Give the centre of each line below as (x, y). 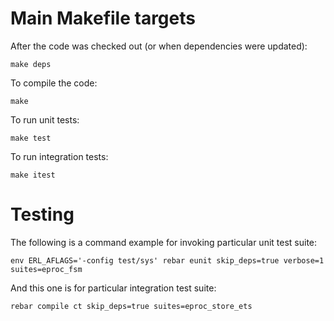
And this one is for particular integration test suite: (113, 288)
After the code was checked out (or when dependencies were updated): (159, 46)
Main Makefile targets (103, 18)
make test (31, 138)
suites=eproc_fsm (46, 269)
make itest (33, 175)
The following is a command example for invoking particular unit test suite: (164, 242)
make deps (31, 64)
